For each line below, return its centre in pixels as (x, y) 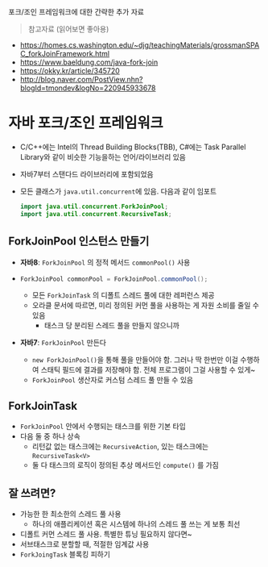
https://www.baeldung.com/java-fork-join (89, 62)
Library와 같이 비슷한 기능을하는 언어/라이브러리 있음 (103, 156)
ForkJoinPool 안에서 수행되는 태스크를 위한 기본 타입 (103, 427)
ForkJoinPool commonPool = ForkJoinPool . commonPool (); (114, 279)
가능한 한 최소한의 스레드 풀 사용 (70, 514)
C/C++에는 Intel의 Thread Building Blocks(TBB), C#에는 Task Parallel (133, 147)
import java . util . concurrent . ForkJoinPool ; (94, 206)
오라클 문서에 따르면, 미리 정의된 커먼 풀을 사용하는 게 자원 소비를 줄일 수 (146, 306)
